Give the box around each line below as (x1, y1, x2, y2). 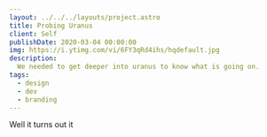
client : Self (9, 29, 58, 38)
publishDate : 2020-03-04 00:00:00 (9, 37, 137, 47)
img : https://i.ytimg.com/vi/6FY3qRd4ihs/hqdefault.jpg (9, 46, 220, 55)
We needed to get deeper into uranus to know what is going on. (17, 63, 260, 72)
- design (17, 79, 50, 88)
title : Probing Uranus (9, 21, 93, 30)
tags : (9, 71, 29, 80)
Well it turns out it (9, 119, 74, 130)
